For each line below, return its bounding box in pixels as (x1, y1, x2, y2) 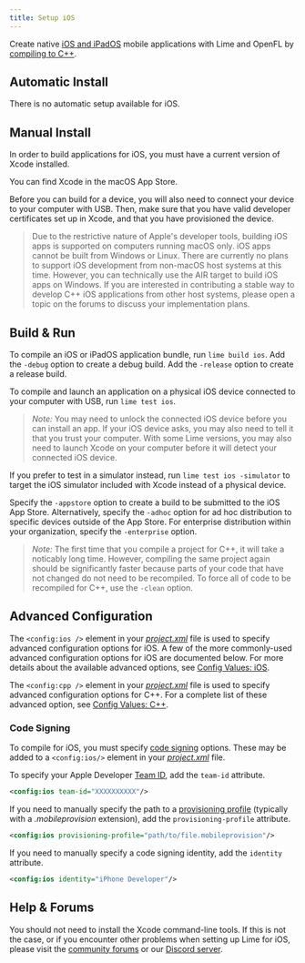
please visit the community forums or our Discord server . (9, 943, 223, 954)
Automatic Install (9, 75, 109, 90)
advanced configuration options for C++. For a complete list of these (9, 689, 268, 700)
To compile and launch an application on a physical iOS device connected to (9, 386, 296, 397)
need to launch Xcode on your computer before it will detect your (31, 442, 278, 453)
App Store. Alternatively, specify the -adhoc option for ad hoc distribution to (9, 507, 292, 518)
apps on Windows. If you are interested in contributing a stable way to (31, 279, 295, 290)
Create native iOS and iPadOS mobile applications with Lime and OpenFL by (9, 38, 294, 49)
